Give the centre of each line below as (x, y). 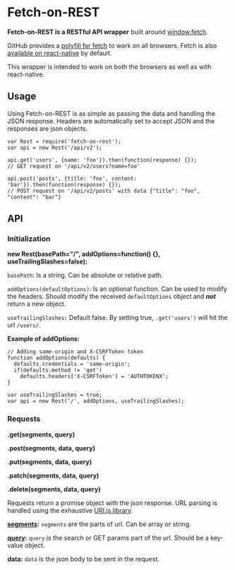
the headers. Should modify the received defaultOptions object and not (112, 297)
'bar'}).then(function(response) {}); (64, 184)
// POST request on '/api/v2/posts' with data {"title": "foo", (104, 191)
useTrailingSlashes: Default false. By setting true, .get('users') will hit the (117, 318)
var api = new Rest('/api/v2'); (55, 148)
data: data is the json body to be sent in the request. (84, 559)
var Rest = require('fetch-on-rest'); (64, 141)
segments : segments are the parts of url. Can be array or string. (100, 524)
